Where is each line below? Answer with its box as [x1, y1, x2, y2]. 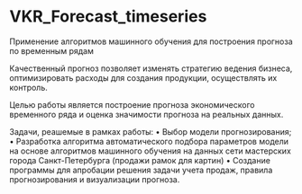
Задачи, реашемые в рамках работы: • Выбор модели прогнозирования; [9, 126, 292, 137]
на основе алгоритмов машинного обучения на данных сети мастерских [9, 145, 291, 156]
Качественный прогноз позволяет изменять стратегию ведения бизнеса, [9, 63, 293, 74]
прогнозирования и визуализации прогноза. [9, 173, 180, 185]
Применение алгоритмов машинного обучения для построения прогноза [9, 36, 293, 47]
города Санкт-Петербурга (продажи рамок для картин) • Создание [9, 154, 270, 165]
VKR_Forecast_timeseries [9, 6, 207, 27]
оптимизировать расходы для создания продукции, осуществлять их [9, 72, 278, 83]
